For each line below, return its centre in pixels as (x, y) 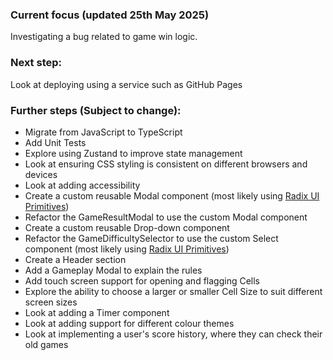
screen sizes (51, 302)
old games (46, 344)
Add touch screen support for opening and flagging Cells (142, 280)
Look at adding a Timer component (97, 312)
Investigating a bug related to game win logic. (104, 37)
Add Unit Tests (55, 142)
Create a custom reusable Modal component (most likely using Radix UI (172, 195)
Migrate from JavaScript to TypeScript (103, 132)
